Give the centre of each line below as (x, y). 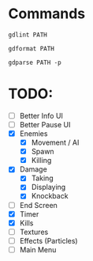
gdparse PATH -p (35, 62)
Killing (41, 161)
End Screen (38, 205)
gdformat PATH (32, 48)
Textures (34, 232)
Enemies (33, 134)
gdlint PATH (28, 35)
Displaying (48, 187)
